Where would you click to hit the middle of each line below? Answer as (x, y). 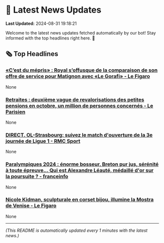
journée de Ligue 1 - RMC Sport (43, 141)
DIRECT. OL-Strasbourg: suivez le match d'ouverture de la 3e (79, 135)
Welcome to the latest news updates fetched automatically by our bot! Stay (81, 33)
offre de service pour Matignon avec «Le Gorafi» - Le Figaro (78, 76)
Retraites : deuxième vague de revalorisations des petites (75, 99)
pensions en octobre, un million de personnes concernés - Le (80, 106)
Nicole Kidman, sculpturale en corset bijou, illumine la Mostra (80, 200)
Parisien (16, 112)
